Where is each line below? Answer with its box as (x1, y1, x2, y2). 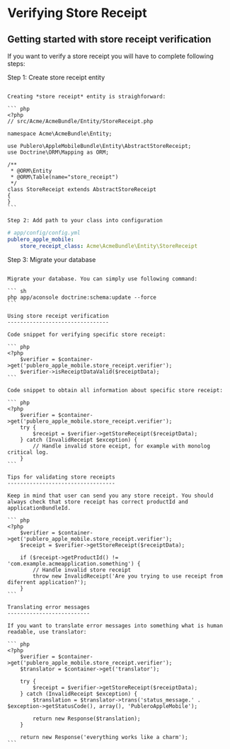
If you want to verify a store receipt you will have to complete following (7, 52, 214, 60)
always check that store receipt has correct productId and (7, 498, 189, 505)
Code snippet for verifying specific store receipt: (7, 331, 166, 338)
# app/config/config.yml (7, 229, 81, 236)
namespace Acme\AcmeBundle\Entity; (7, 130, 113, 137)
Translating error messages (7, 603, 91, 610)
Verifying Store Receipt (7, 5, 147, 21)
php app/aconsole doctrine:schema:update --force (7, 294, 157, 301)
